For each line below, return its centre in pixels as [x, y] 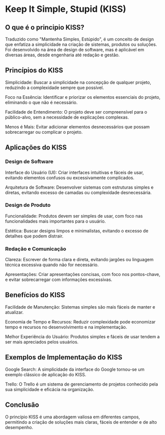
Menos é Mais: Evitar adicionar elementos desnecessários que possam [77, 126]
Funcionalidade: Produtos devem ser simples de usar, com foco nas [74, 216]
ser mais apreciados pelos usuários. [42, 342]
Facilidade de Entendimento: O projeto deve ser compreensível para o [76, 112]
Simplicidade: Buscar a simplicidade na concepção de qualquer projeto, [78, 82]
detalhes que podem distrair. [34, 236]
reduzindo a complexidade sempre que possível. [55, 87]
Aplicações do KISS [36, 147]
